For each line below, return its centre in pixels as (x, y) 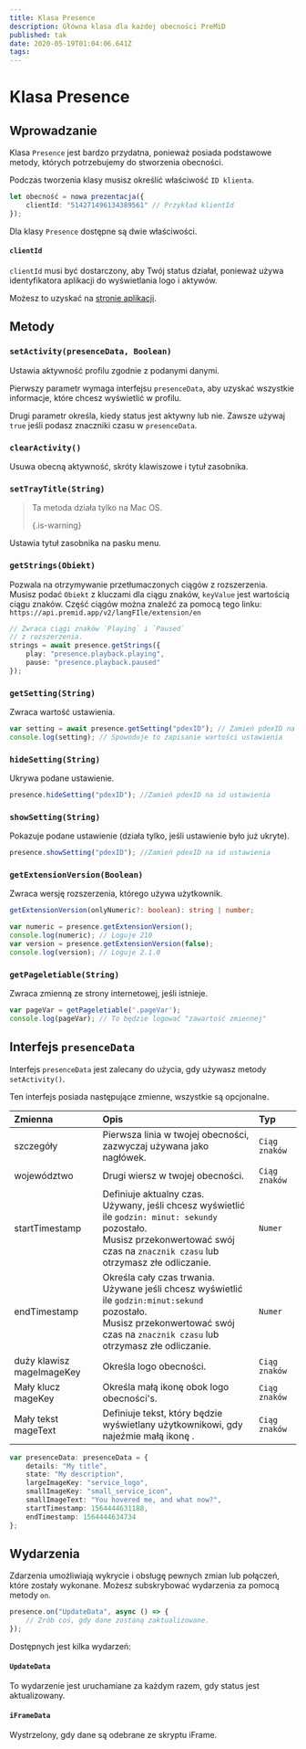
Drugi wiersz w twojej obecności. (173, 1175)
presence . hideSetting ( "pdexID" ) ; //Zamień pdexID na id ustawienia (140, 795)
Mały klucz (37, 1386)
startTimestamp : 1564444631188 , (87, 1508)
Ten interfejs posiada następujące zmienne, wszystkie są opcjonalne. (139, 1096)
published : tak (38, 35)
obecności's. (130, 1398)
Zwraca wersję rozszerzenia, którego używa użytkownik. (116, 894)
